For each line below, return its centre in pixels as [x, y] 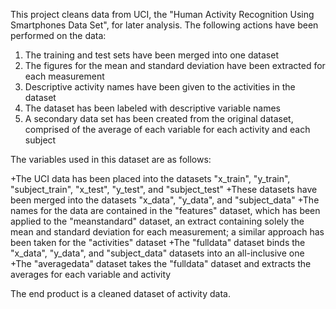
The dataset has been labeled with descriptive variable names [152, 108]
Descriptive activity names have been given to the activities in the [160, 87]
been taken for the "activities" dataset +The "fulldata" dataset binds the [158, 242]
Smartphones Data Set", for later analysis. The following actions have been [164, 25]
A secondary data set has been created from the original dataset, [159, 118]
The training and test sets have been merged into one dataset [151, 55]
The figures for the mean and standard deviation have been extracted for [175, 65]
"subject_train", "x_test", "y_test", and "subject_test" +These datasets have [164, 189]
